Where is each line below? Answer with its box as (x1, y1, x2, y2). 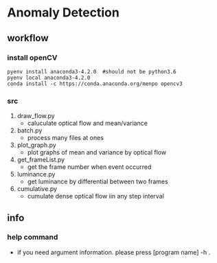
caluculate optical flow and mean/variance (27, 119, 148, 128)
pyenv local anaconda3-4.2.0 (7, 74, 91, 81)
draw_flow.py (16, 112, 55, 120)
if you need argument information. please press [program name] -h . (16, 248, 211, 256)
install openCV (7, 53, 58, 62)
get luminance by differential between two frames (27, 177, 168, 186)
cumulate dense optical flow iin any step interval (27, 192, 165, 201)
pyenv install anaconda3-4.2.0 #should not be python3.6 (7, 68, 176, 75)
